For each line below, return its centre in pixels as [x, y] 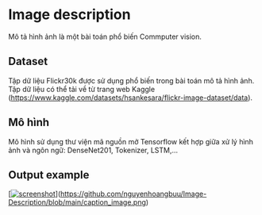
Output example [49, 175]
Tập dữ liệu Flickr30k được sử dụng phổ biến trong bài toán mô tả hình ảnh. [131, 80]
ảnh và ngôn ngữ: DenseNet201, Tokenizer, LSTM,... [93, 150]
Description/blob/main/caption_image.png [77, 202]
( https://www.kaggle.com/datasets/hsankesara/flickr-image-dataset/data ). [130, 98]
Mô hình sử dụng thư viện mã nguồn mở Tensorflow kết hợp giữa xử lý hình [131, 141]
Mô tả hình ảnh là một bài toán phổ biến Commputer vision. [105, 36]
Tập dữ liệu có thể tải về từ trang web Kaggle [82, 89]
